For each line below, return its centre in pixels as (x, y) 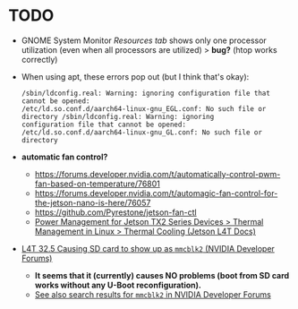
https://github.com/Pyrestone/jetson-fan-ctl (116, 212)
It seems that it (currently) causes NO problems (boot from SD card (162, 275)
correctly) (39, 59)
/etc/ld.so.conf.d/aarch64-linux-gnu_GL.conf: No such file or (142, 132)
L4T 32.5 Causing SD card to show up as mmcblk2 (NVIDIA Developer (148, 248)
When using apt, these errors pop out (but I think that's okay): (135, 76)
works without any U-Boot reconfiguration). (118, 285)
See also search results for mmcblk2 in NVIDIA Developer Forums (153, 294)
